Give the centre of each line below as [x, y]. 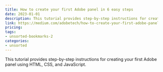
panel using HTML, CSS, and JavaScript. [46, 64]
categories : [17, 41]
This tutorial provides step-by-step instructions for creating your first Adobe [81, 59]
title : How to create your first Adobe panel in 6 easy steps [69, 9]
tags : [10, 32]
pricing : [14, 28]
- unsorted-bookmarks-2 [29, 37]
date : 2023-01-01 [23, 14]
